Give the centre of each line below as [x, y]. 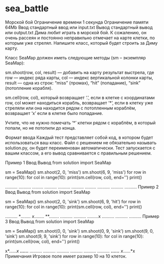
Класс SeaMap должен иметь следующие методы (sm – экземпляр [75, 57]
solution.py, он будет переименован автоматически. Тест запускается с [80, 148]
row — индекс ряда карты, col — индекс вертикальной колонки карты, [79, 78]
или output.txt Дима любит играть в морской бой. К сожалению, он [76, 32]
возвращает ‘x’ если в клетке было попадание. [54, 113]
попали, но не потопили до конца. [40, 128]
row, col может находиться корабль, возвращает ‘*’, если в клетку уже [79, 103]
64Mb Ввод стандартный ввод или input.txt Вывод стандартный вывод [79, 27]
